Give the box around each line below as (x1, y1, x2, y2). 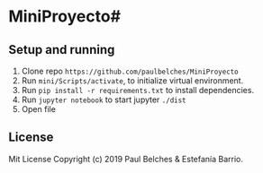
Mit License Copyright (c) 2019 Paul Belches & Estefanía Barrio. (8, 153, 244, 164)
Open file (21, 104, 56, 114)
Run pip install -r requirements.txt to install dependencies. (21, 85, 254, 95)
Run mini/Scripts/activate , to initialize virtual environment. (21, 75, 244, 86)
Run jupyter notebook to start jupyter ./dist (21, 94, 186, 105)
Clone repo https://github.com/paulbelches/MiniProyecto (21, 65, 240, 76)
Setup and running (8, 42, 115, 57)
